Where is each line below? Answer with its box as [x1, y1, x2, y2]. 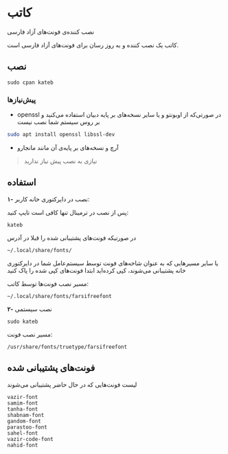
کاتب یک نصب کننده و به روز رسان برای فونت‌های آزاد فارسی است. [7, 41, 179, 49]
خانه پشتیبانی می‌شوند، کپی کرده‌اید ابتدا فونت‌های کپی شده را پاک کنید [7, 266, 187, 274]
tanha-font [7, 405, 38, 413]
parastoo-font [7, 424, 48, 431]
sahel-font [7, 429, 38, 437]
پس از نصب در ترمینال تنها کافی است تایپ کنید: [7, 208, 129, 216]
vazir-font [7, 394, 38, 400]
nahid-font [7, 442, 38, 449]
